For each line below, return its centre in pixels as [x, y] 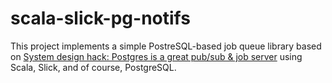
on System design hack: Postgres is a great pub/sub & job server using [156, 56]
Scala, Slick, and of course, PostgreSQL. [93, 67]
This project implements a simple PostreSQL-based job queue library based [166, 46]
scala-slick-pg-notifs [100, 18]
